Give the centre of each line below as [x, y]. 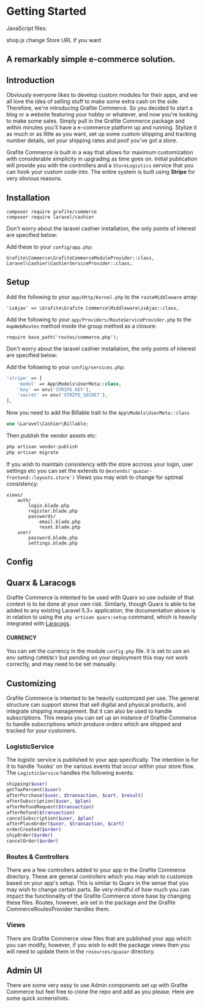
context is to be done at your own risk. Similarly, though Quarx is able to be [101, 604]
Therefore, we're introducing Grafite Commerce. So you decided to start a [99, 108]
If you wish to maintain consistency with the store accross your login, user [100, 464]
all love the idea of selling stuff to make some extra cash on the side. [93, 102]
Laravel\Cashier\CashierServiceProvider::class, [69, 263]
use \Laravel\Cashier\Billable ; [47, 424]
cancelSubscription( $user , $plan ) [50, 818]
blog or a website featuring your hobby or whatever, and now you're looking [102, 115]
